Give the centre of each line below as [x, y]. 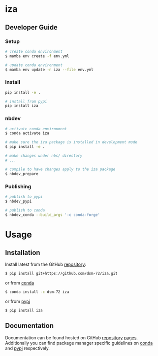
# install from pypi [26, 101]
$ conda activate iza [27, 133]
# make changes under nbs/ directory [44, 156]
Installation [23, 252]
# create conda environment [34, 51]
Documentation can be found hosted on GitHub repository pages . [71, 338]
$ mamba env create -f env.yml [37, 56]
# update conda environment [34, 65]
